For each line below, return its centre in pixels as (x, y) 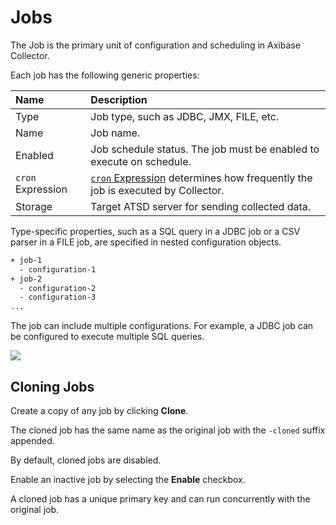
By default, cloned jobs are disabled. (86, 460)
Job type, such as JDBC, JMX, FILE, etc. (185, 116)
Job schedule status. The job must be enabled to (205, 149)
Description (119, 99)
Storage (34, 206)
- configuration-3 (58, 297)
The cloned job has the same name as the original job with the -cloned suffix (168, 430)
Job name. (115, 133)
